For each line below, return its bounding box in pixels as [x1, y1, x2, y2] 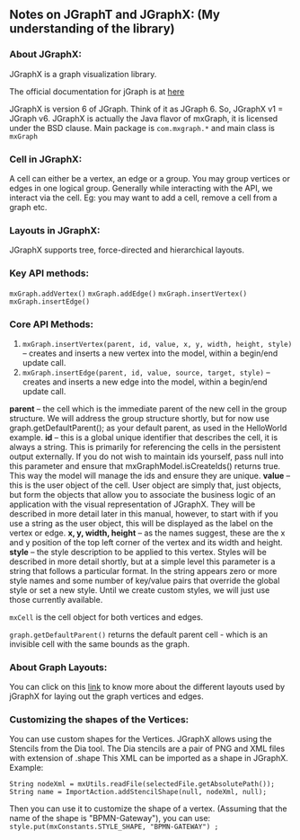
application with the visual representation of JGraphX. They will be [9, 499, 256, 509]
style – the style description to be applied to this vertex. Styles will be [9, 546, 267, 557]
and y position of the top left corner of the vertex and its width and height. [9, 536, 283, 547]
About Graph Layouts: [9, 660, 108, 673]
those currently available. [9, 594, 103, 605]
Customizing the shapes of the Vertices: [9, 713, 190, 726]
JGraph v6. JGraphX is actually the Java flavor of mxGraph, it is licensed [9, 112, 278, 124]
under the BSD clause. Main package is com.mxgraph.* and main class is [9, 122, 276, 133]
